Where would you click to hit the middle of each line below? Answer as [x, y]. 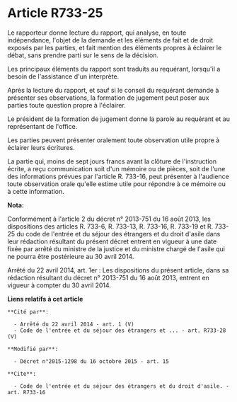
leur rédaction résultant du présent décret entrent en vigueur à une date [112, 241]
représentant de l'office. [42, 126]
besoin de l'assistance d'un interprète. [63, 76]
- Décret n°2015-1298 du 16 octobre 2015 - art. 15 [92, 361]
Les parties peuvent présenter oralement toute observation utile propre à [114, 140]
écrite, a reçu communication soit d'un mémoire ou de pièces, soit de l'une [116, 168]
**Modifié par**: [33, 349]
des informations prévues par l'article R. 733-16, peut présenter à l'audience [118, 176]
